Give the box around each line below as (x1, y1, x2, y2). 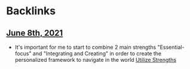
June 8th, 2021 (6, 28, 63, 38)
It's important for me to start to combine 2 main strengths (14, 43, 157, 51)
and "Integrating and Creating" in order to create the (32, 50, 162, 57)
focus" (14, 50, 32, 57)
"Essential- (157, 43, 185, 51)
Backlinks (6, 4, 56, 18)
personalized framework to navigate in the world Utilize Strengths (14, 57, 177, 63)
